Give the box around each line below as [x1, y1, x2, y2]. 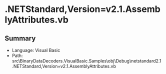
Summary [4, 34, 36, 42]
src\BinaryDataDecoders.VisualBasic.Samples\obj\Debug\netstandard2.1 [11, 58, 161, 63]
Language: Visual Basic [11, 47, 60, 53]
